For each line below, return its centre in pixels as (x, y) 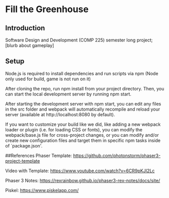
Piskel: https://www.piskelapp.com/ (42, 190)
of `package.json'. (24, 145)
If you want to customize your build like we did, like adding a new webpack (83, 124)
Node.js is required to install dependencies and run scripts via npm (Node (82, 73)
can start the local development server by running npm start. (68, 94)
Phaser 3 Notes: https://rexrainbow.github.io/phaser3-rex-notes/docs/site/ (83, 180)
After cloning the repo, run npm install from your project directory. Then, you (85, 88)
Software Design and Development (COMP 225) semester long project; (79, 40)
